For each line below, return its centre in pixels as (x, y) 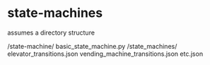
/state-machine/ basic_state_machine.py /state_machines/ (92, 46)
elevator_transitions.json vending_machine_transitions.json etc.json (105, 54)
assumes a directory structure (51, 32)
